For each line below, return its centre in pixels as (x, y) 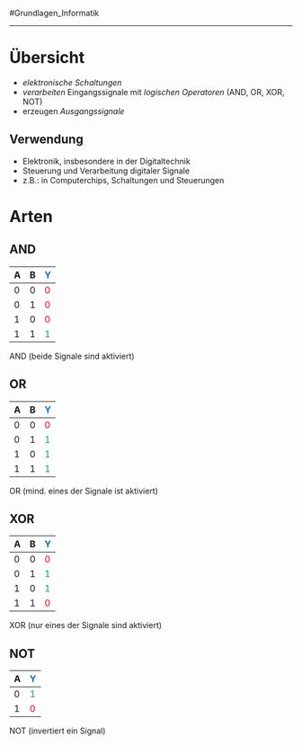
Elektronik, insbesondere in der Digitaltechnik (106, 161)
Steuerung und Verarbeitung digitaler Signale (106, 171)
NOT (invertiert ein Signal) (58, 731)
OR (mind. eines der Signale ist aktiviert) (84, 491)
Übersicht (47, 58)
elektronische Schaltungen (72, 82)
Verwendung (46, 140)
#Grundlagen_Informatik (54, 13)
